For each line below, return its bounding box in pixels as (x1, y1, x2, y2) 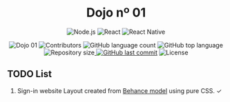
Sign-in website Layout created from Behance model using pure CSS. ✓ (17, 86, 222, 94)
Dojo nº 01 (86, 5, 146, 21)
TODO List (7, 68, 52, 80)
